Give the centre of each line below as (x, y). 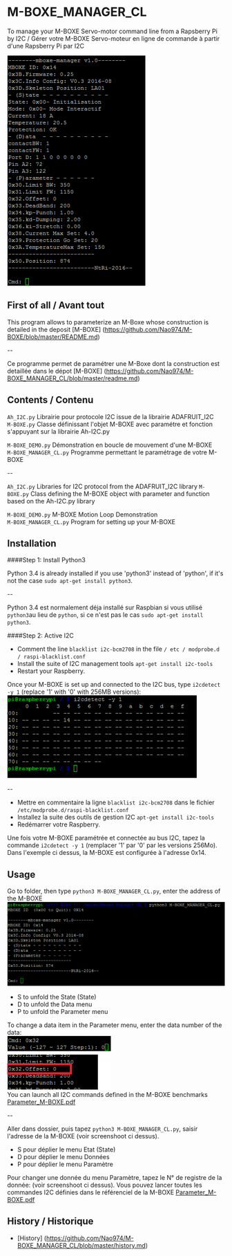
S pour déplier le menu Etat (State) (66, 1149)
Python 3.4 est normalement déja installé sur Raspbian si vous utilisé (105, 608)
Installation (32, 543)
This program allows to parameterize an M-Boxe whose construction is (108, 322)
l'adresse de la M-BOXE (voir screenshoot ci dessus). (83, 1136)
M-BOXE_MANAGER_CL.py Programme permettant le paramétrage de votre (107, 452)
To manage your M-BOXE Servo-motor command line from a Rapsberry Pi (112, 31)
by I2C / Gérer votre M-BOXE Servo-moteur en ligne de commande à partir (114, 38)
